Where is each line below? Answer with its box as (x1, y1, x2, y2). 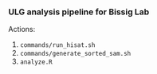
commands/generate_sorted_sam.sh (19, 50, 131, 58)
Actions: (8, 25, 36, 34)
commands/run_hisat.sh (19, 41, 96, 49)
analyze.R (19, 58, 53, 66)
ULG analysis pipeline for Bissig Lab (8, 6, 150, 18)
